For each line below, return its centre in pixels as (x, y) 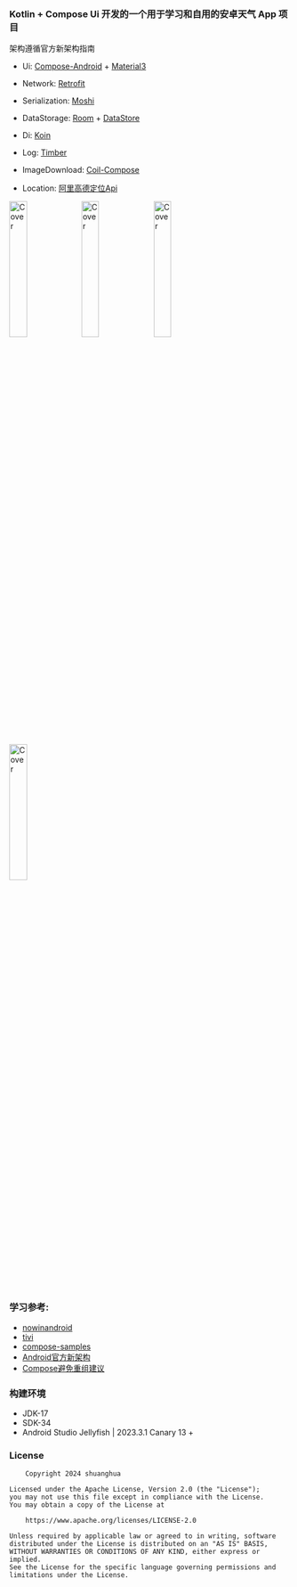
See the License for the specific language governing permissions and (143, 1567)
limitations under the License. (69, 1575)
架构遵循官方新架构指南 (52, 49)
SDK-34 (36, 1422)
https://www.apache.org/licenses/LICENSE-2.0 (111, 1521)
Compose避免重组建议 (63, 1368)
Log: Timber (44, 152)
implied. (25, 1560)
